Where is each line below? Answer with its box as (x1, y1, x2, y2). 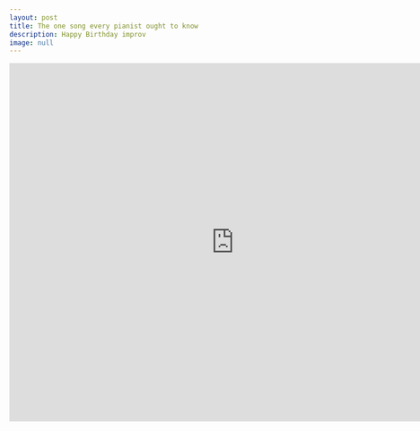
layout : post (9, 13, 58, 22)
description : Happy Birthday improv (9, 30, 146, 39)
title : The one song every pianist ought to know (9, 22, 199, 30)
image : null (9, 38, 54, 47)
